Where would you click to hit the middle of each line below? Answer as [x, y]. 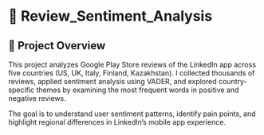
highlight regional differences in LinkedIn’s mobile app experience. [117, 122]
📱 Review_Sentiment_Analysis [110, 16]
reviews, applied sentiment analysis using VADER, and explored [112, 81]
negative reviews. [37, 98]
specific [22, 90]
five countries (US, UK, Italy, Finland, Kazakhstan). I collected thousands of [132, 73]
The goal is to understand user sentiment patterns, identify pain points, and [132, 114]
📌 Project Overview [57, 46]
